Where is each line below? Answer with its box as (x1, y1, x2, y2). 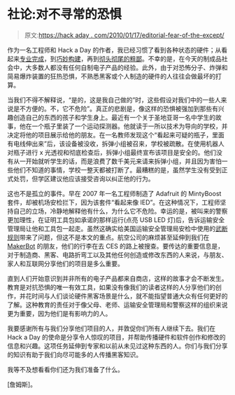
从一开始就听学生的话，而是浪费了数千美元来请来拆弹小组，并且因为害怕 (13, 157, 222, 165)
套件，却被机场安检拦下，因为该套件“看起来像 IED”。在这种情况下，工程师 (7, 197, 220, 207)
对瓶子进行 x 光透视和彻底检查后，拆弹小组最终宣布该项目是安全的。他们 (7, 148, 217, 156)
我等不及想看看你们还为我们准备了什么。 (7, 365, 124, 373)
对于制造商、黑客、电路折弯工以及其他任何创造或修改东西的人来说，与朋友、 (7, 250, 228, 259)
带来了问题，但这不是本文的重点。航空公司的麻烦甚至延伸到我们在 (20, 233, 210, 242)
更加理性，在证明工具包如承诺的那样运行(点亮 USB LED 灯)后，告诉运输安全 (7, 215, 225, 224)
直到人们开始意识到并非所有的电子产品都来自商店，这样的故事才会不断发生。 (7, 274, 228, 282)
